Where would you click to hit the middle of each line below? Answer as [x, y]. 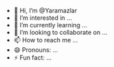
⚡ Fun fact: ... [32, 57]
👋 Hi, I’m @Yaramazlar [45, 11]
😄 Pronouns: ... [36, 50]
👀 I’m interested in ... [43, 18]
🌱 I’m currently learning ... [50, 25]
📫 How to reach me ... [46, 40]
